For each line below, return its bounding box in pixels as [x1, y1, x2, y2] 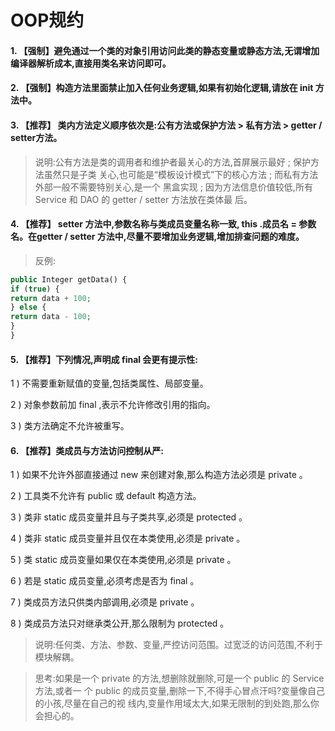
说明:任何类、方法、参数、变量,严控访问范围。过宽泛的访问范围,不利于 [34, 639, 323, 651]
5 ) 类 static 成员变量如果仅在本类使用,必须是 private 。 [10, 554, 237, 566]
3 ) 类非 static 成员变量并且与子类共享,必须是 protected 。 [10, 511, 248, 523]
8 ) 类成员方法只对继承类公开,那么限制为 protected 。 [10, 617, 230, 630]
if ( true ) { [10, 284, 60, 294]
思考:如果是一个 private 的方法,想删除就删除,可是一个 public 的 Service [34, 672, 325, 685]
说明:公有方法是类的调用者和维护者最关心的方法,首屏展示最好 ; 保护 [34, 156, 311, 168]
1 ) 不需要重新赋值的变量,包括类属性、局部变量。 [10, 377, 209, 390]
